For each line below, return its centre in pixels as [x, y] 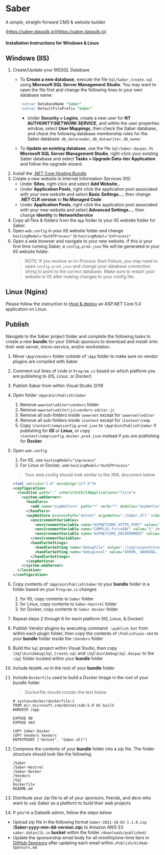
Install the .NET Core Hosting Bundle [49, 173]
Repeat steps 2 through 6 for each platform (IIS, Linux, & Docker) [78, 619]
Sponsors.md [25, 848]
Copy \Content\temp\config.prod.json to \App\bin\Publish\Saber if [88, 425]
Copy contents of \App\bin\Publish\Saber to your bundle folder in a [81, 584]
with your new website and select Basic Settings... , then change [85, 195]
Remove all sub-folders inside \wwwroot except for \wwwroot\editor [87, 415]
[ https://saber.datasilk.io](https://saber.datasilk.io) [56, 31]
